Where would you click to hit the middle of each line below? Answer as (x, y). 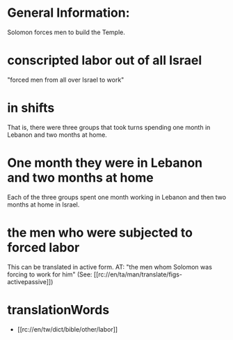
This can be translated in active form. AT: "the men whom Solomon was (110, 267)
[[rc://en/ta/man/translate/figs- (138, 274)
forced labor (43, 247)
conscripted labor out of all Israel (105, 60)
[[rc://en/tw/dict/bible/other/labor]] (67, 329)
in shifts (31, 108)
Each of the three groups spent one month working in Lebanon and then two (117, 197)
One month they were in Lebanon (105, 163)
